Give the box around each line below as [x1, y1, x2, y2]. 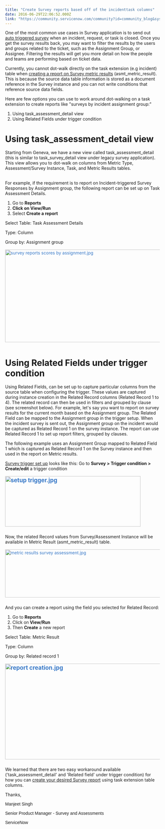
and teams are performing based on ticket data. [5, 56, 102, 62]
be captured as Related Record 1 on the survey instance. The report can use [5, 426, 159, 431]
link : [5, 16, 16, 21]
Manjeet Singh [5, 801, 33, 807]
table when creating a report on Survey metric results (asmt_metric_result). [5, 71, 157, 77]
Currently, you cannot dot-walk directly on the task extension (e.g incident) [5, 66, 157, 71]
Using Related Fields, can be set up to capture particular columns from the [5, 384, 156, 390]
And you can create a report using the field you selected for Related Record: [5, 604, 160, 611]
